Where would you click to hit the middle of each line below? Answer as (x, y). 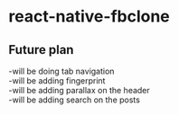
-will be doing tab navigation (61, 71)
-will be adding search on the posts (75, 100)
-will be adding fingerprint (57, 81)
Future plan (41, 50)
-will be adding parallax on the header (79, 90)
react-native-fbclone (89, 17)
